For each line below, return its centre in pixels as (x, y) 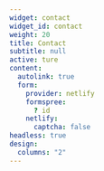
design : (24, 144)
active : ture (34, 60)
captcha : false (62, 128)
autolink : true (46, 77)
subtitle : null (38, 52)
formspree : (46, 102)
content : (26, 69)
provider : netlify (60, 93)
